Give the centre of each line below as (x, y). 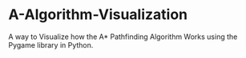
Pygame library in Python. (51, 44)
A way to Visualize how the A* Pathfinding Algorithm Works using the (123, 37)
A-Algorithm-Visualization (98, 15)
